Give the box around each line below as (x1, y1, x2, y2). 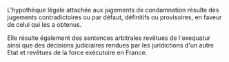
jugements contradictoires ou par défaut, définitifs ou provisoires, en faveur (7, 13, 222, 21)
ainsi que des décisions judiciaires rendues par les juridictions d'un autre (7, 41, 214, 49)
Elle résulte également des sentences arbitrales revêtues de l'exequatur (7, 34, 211, 42)
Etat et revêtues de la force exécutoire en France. (7, 48, 148, 56)
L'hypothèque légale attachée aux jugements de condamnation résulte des (7, 6, 219, 14)
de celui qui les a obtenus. (7, 21, 82, 28)
